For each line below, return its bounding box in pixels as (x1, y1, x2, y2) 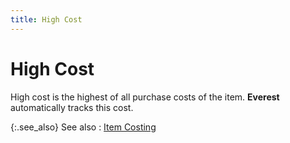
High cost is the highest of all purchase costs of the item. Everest (10, 91, 280, 103)
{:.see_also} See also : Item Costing (10, 121, 157, 133)
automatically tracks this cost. (10, 101, 134, 113)
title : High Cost (10, 14, 83, 25)
